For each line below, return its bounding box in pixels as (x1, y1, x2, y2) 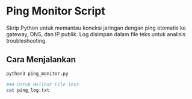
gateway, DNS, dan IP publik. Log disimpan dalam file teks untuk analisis (6, 30, 186, 37)
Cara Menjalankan (6, 54, 76, 65)
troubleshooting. (6, 37, 47, 44)
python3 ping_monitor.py (6, 71, 69, 77)
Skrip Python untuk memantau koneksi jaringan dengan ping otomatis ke (6, 24, 187, 31)
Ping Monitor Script (6, 4, 105, 18)
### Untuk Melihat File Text (6, 81, 79, 88)
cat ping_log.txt (6, 87, 50, 93)
